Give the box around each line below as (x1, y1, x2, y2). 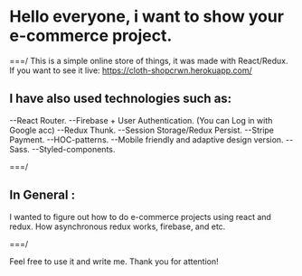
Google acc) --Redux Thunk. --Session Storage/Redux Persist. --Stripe (9, 124, 274, 135)
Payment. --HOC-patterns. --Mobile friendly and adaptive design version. (9, 133, 284, 145)
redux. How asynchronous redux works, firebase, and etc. (9, 221, 226, 232)
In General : (9, 188, 75, 203)
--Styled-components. (31, 143, 116, 154)
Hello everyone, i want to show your (9, 6, 285, 27)
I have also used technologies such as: (9, 91, 232, 106)
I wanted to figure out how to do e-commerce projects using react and (9, 211, 271, 222)
